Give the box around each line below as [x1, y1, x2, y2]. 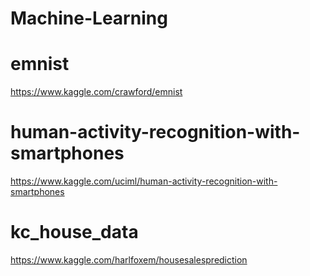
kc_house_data [10, 221, 139, 244]
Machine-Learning [10, 7, 168, 30]
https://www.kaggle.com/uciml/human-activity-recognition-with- [10, 175, 278, 187]
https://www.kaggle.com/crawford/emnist [10, 86, 183, 98]
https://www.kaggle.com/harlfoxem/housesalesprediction [10, 254, 248, 266]
